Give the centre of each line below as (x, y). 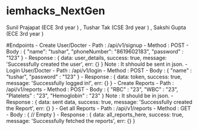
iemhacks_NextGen (56, 11)
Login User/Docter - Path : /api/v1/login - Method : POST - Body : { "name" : (99, 70)
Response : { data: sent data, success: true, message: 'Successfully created (99, 102)
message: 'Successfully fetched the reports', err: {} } (71, 121)
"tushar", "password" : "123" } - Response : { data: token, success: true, (94, 77)
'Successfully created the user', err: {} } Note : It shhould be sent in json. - (97, 64)
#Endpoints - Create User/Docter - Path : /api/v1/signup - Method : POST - (98, 45)
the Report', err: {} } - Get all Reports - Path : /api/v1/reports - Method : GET (99, 108)
